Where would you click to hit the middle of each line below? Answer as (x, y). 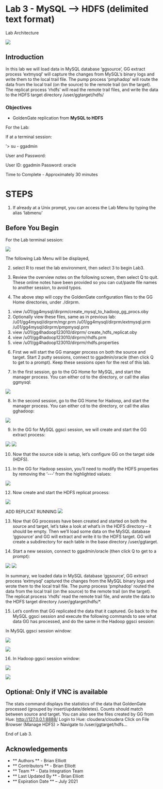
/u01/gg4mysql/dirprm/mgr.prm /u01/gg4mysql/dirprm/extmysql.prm (81, 322)
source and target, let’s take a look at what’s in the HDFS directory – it (82, 526)
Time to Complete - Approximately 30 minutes (52, 175)
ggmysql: (22, 382)
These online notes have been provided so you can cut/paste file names (85, 282)
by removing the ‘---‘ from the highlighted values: (62, 474)
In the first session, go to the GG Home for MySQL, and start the (77, 372)
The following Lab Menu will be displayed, (48, 258)
